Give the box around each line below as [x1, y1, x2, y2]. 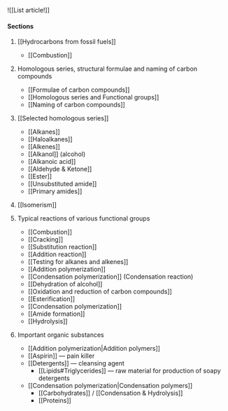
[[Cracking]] [27, 235, 64, 244]
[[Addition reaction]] [27, 250, 87, 258]
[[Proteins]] [38, 396, 71, 405]
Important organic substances [17, 330, 105, 339]
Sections [7, 22, 34, 30]
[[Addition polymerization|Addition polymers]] [27, 344, 161, 353]
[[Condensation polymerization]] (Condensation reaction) [27, 272, 194, 281]
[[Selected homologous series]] [17, 114, 109, 123]
